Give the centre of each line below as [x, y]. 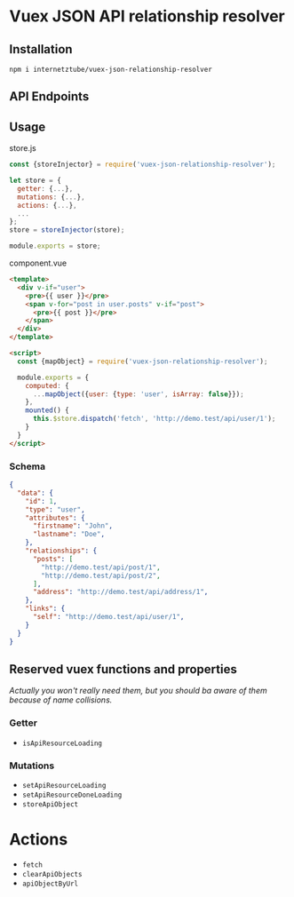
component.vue [38, 263]
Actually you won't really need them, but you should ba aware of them [139, 691]
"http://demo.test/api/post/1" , [101, 567]
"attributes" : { [56, 518]
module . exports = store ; [55, 246]
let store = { [36, 181]
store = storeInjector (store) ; [67, 230]
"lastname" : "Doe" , [68, 535]
